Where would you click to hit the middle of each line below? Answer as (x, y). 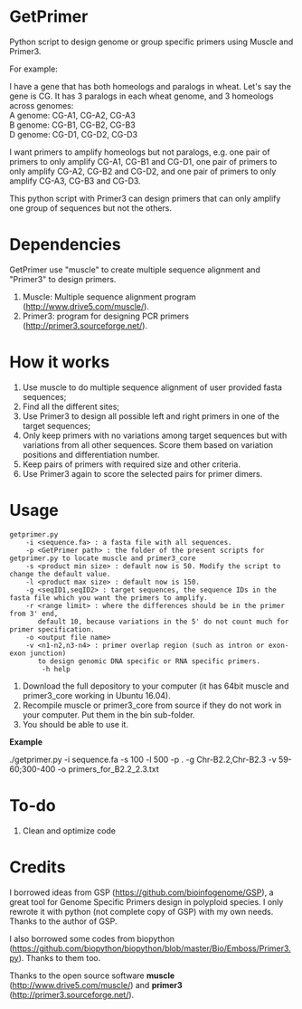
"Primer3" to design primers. (63, 279)
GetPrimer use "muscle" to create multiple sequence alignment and (135, 270)
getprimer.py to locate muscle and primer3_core (103, 558)
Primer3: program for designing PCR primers (106, 316)
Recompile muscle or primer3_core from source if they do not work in (152, 705)
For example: (34, 69)
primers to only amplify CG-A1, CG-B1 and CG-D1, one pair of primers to (143, 161)
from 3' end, (34, 614)
